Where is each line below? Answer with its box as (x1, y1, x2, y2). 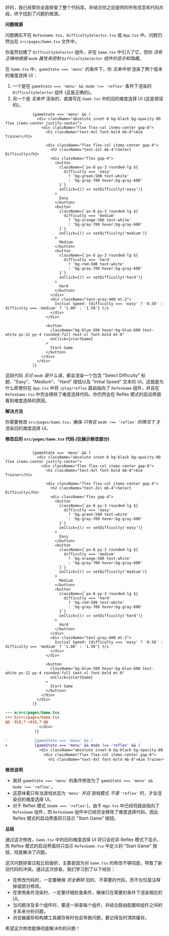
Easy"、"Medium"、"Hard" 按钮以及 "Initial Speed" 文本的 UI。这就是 (16, 379, 159, 384)
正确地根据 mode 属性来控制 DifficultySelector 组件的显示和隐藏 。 (5, 55, 144, 61)
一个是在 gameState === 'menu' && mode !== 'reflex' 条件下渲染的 (12, 83, 152, 89)
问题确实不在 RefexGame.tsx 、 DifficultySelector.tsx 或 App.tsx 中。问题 (5, 32, 158, 38)
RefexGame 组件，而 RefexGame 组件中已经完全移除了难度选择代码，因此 (12, 809, 158, 815)
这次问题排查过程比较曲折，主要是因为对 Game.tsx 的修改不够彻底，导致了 (5, 860, 158, 866)
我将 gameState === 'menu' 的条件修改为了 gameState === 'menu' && (12, 777, 153, 784)
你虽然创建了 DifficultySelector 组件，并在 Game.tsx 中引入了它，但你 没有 (5, 49, 162, 55)
